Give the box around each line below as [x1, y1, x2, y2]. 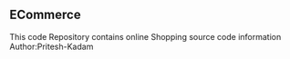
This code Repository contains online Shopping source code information [9, 31, 282, 42]
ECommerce [9, 7, 81, 23]
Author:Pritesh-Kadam [9, 41, 94, 52]
